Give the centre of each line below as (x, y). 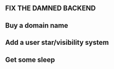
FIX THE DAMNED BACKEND (50, 8)
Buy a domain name (37, 25)
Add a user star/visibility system (57, 43)
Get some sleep (30, 60)
